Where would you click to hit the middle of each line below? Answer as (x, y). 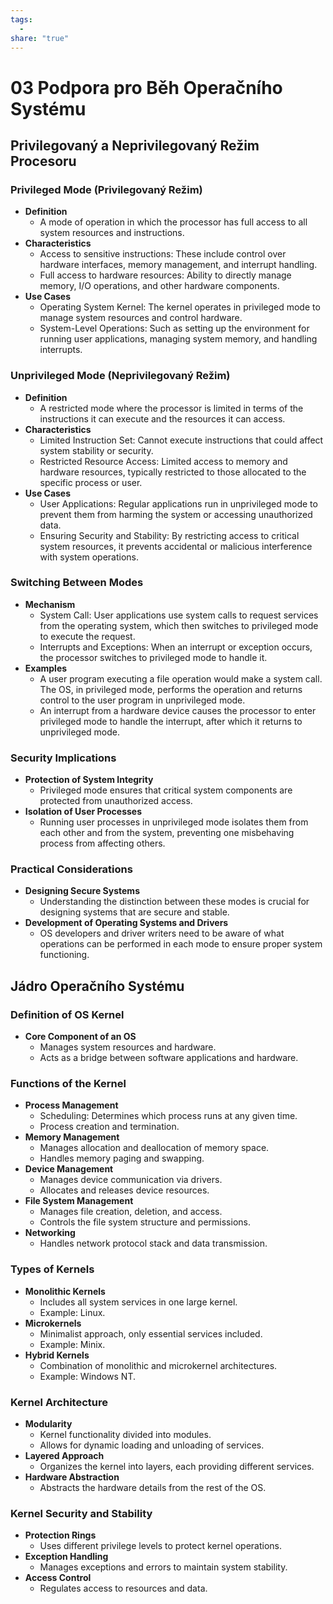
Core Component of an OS (80, 1037)
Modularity (48, 1424)
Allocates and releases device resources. (124, 1190)
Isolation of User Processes (83, 812)
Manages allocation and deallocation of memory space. (154, 1148)
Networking (50, 1233)
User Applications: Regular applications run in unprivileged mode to (178, 503)
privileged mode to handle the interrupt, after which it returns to (171, 721)
